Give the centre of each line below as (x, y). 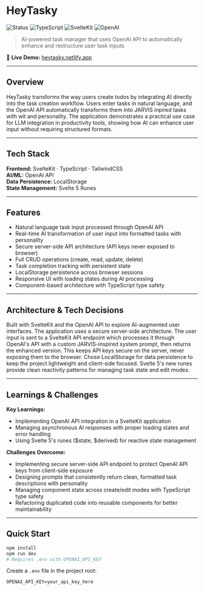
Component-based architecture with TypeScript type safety (90, 285)
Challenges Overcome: (36, 452)
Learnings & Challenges (52, 395)
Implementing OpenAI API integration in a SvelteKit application (93, 421)
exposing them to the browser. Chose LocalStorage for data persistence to (100, 357)
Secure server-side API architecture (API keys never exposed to (95, 247)
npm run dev (21, 553)
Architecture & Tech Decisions (65, 310)
